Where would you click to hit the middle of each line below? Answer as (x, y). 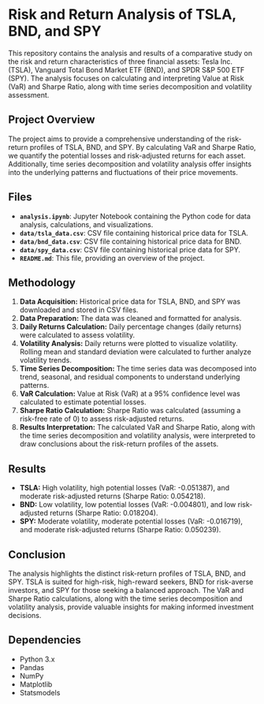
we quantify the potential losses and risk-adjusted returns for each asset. (127, 155)
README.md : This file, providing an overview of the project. (112, 258)
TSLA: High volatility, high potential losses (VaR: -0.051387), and (125, 488)
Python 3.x (37, 659)
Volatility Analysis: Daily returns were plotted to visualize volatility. (128, 344)
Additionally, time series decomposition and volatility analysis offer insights (130, 164)
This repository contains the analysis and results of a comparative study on (130, 53)
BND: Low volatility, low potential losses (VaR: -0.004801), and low (128, 505)
